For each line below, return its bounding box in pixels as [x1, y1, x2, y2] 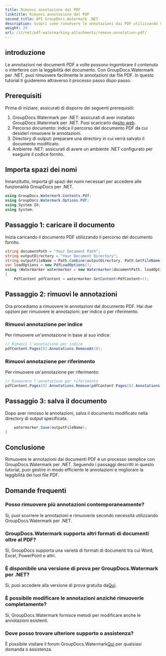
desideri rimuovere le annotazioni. [12, 130, 82, 136]
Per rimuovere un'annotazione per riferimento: [5, 369, 100, 375]
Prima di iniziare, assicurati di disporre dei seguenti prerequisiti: [5, 105, 134, 111]
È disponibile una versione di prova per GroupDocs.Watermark [5, 565, 159, 572]
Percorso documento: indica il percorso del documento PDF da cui [12, 125, 148, 131]
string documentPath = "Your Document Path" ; [5, 249, 100, 254]
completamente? [5, 601, 47, 608]
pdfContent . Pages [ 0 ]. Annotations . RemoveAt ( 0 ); [5, 346, 103, 351]
